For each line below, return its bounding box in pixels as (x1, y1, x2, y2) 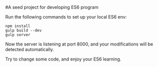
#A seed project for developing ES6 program (5, 4, 99, 10)
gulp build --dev (5, 28, 42, 33)
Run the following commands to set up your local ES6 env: (5, 14, 127, 19)
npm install (5, 23, 30, 28)
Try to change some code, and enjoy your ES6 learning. (5, 56, 122, 62)
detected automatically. (5, 46, 54, 52)
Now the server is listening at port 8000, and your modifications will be (5, 41, 153, 47)
